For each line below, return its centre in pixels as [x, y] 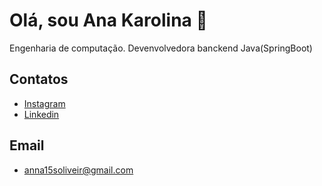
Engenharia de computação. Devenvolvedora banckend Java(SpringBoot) [161, 48]
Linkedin [41, 114]
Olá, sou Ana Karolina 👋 [108, 20]
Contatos [39, 79]
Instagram [44, 103]
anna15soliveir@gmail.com [78, 170]
